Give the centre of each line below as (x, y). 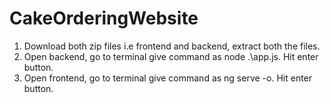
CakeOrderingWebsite (104, 18)
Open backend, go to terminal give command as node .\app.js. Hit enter (171, 56)
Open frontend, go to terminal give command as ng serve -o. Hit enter (168, 78)
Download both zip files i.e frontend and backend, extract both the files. (172, 46)
